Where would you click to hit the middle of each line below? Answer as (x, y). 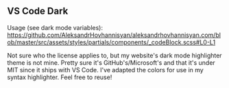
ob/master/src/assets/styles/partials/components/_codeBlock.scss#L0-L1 (111, 42)
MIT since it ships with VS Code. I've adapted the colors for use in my (105, 70)
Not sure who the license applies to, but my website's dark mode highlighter (114, 55)
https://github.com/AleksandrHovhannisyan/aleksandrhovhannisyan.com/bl (114, 35)
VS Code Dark (38, 11)
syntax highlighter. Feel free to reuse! (60, 77)
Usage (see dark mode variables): (55, 27)
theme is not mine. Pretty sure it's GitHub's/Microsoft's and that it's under (111, 62)
